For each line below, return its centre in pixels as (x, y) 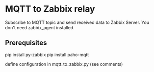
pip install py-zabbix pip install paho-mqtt (47, 54)
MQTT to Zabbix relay (50, 9)
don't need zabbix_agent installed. (40, 27)
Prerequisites (26, 43)
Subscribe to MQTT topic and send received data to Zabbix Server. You (77, 22)
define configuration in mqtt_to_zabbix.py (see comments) (64, 64)
